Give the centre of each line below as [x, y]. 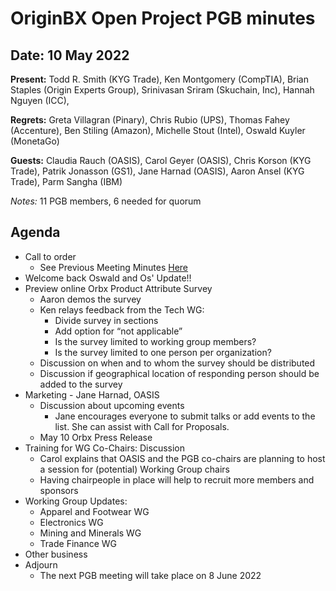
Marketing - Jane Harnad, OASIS [92, 394]
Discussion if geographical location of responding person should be [179, 373]
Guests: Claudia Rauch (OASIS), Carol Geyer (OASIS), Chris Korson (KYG [161, 160]
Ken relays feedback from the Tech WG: [122, 309]
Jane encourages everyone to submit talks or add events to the [185, 416]
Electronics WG [71, 522]
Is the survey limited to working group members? [155, 341]
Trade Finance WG [78, 543]
